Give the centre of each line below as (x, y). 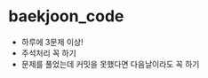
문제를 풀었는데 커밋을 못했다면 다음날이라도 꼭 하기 (110, 64)
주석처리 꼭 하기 (48, 53)
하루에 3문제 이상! (52, 42)
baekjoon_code (66, 16)
